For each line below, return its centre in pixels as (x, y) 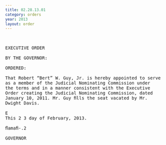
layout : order (20, 24)
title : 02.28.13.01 (25, 10)
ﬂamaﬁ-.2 (16, 128)
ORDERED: (16, 68)
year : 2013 (16, 19)
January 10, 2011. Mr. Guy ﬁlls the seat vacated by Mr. (76, 98)
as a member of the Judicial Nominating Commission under (78, 83)
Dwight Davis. (22, 103)
